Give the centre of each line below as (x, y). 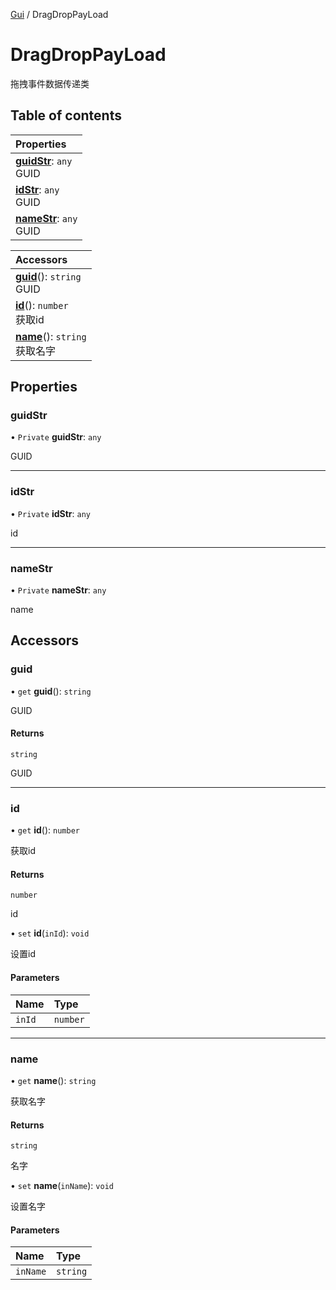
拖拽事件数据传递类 (50, 83)
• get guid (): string (51, 691)
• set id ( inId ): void (50, 933)
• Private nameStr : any (58, 590)
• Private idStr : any (50, 513)
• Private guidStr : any (56, 437)
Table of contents (66, 115)
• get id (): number (45, 830)
